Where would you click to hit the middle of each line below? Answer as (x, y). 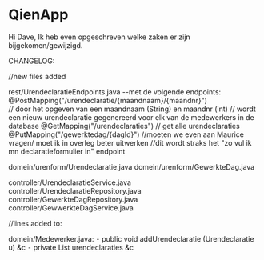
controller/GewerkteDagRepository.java (73, 199)
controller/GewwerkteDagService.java (71, 208)
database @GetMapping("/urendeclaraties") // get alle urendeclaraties (124, 126)
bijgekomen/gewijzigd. (46, 45)
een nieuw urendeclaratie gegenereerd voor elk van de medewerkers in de (131, 117)
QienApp (38, 15)
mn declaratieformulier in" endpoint (67, 151)
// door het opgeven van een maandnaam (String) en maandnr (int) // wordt (132, 109)
